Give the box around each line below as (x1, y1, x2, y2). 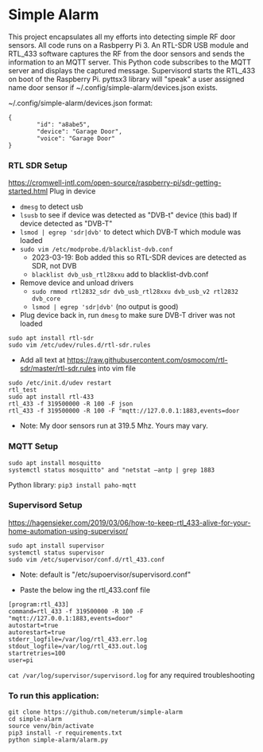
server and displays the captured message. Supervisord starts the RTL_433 (8, 65, 256, 75)
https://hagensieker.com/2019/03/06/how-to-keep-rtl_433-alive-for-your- (8, 518, 251, 527)
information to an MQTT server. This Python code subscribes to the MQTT (8, 57, 252, 67)
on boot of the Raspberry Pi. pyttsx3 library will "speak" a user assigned (8, 74, 245, 84)
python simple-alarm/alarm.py (8, 736, 109, 744)
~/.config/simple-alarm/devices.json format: (8, 98, 153, 108)
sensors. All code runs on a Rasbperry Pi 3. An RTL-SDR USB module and (8, 40, 249, 49)
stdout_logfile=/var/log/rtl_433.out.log (8, 642, 148, 650)
